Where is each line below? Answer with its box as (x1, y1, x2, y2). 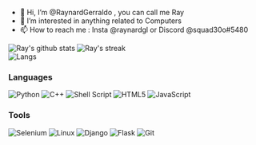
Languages (8, 72, 54, 83)
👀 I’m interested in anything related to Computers (19, 16, 182, 25)
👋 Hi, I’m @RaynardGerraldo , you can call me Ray (19, 8, 185, 17)
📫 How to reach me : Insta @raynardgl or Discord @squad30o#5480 (19, 25, 249, 34)
